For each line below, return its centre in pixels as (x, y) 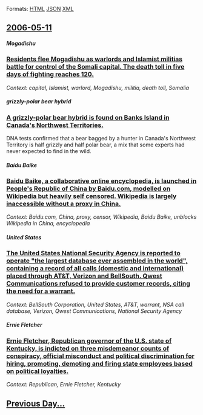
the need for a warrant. (41, 291)
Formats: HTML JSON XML (40, 9)
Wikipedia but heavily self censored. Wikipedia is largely (92, 196)
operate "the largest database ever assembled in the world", (97, 261)
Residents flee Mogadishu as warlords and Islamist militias (95, 59)
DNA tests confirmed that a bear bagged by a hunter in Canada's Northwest (101, 139)
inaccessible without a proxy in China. (64, 204)
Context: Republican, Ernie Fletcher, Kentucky (64, 385)
